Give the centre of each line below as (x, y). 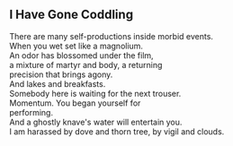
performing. (31, 112)
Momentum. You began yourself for (75, 103)
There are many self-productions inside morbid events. (112, 36)
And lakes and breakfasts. (58, 83)
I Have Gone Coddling (71, 15)
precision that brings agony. (61, 74)
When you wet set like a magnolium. (76, 46)
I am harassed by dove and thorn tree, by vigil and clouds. (117, 131)
